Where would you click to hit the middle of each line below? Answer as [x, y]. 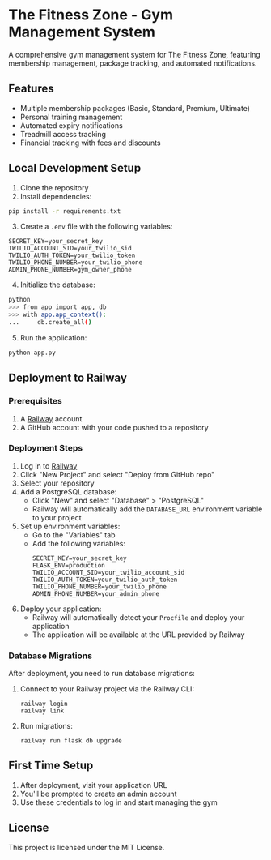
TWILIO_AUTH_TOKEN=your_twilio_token [72, 256]
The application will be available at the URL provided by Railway [138, 635]
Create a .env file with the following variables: [96, 227]
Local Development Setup [75, 168]
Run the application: [53, 337]
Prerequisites [35, 401]
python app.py [32, 353]
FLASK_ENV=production [68, 565]
